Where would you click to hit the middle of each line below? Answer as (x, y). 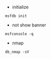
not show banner (29, 25)
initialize (20, 7)
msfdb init (16, 16)
